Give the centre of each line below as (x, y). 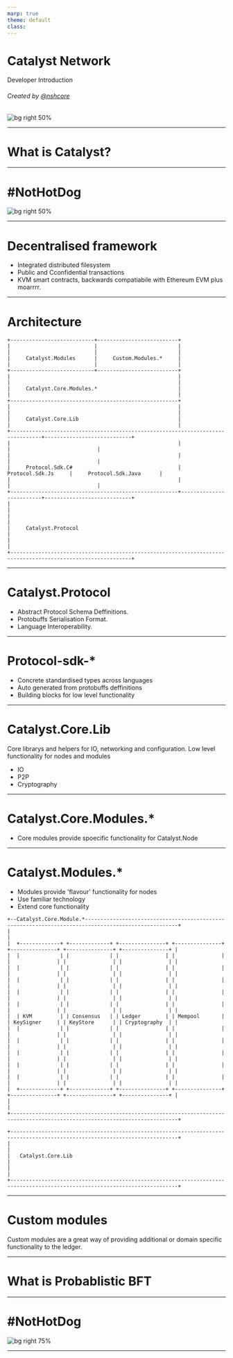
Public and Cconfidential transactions (71, 273)
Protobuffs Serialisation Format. (62, 619)
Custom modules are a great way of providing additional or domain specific (115, 1239)
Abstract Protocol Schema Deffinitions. (73, 612)
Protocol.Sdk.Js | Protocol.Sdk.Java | (85, 474)
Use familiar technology (51, 899)
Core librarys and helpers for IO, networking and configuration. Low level (111, 749)
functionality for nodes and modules (59, 756)
